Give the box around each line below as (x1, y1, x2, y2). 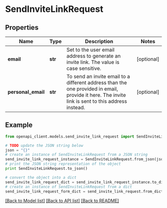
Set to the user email (66, 46, 115, 53)
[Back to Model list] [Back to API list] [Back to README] (5, 198, 119, 204)
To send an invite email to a (66, 73, 130, 80)
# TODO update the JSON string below (5, 143, 83, 148)
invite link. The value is (66, 59, 120, 66)
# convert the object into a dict (5, 175, 77, 180)
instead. (66, 104, 85, 111)
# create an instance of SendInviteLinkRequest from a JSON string (5, 152, 148, 157)
